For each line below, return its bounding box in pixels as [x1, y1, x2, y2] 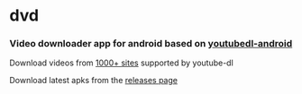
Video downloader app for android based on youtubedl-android [9, 38, 293, 50]
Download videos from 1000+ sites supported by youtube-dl [9, 57, 234, 68]
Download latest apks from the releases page [9, 75, 178, 86]
